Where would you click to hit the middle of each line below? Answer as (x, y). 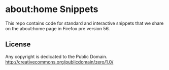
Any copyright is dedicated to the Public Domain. (56, 56)
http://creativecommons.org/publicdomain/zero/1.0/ (59, 62)
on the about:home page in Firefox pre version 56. (58, 28)
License (18, 45)
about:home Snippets (52, 9)
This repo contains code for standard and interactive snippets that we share (84, 23)
